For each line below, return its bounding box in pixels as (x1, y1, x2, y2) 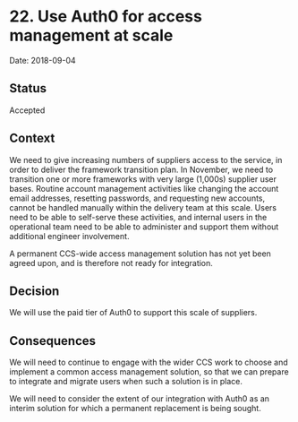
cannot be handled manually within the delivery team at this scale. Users (9, 202, 277, 212)
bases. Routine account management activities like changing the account (9, 183, 279, 194)
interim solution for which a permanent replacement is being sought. (9, 403, 261, 414)
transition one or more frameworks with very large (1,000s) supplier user (9, 173, 277, 185)
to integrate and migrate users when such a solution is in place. (9, 376, 243, 387)
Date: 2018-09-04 (9, 55, 76, 65)
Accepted (9, 105, 46, 116)
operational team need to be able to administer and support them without (9, 221, 279, 232)
